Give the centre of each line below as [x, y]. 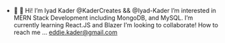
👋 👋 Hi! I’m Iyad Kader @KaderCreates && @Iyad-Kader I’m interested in [115, 11]
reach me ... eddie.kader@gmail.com [65, 32]
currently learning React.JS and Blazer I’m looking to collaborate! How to [116, 25]
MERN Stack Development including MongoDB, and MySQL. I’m [103, 18]
